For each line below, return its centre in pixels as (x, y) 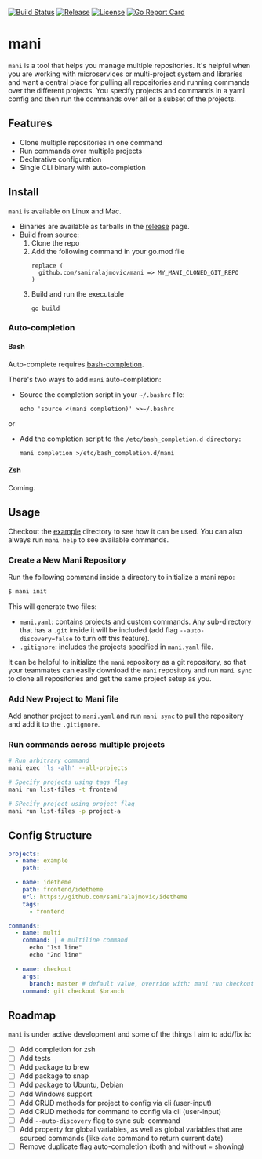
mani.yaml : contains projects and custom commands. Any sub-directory (135, 621)
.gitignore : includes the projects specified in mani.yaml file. (116, 647)
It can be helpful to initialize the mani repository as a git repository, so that (127, 662)
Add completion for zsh (57, 1050)
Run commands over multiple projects (81, 151)
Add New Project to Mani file (64, 698)
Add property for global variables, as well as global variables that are (131, 1129)
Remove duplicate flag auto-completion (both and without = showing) (132, 1146)
